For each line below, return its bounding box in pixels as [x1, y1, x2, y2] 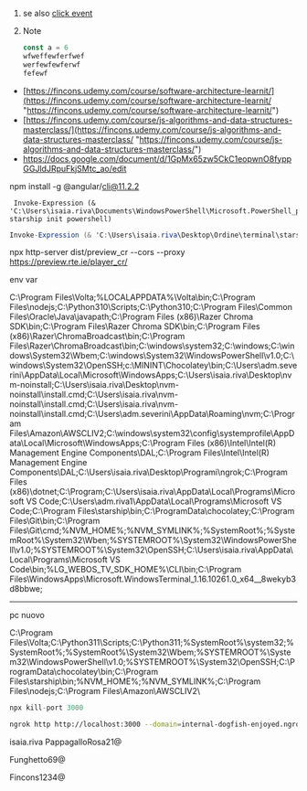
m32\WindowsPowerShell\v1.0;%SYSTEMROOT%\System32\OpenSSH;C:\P [9, 657, 295, 668]
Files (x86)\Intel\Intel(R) [186, 438, 277, 449]
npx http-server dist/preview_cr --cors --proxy [9, 247, 185, 258]
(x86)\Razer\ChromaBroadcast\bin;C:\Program [9, 331, 185, 342]
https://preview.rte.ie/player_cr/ [9, 256, 128, 268]
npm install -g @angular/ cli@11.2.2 [9, 180, 140, 191]
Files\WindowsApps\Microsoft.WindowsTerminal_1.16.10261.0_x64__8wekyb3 [9, 573, 297, 584]
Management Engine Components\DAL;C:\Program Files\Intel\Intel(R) [9, 447, 270, 458]
